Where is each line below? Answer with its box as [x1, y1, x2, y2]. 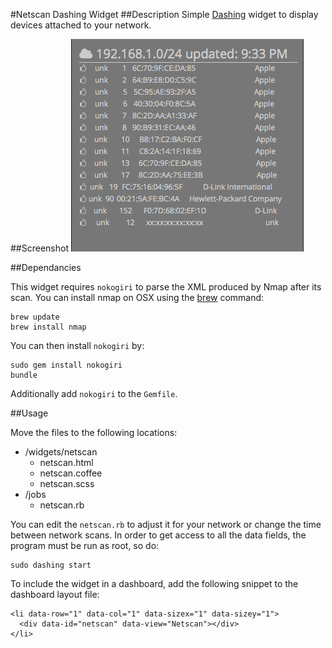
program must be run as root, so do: [10, 540, 160, 551]
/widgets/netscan [24, 446, 98, 458]
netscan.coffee [39, 467, 103, 479]
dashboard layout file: [10, 589, 100, 600]
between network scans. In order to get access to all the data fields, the [10, 529, 307, 541]
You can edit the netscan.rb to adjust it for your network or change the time [10, 519, 322, 530]
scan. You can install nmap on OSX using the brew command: [10, 292, 265, 303]
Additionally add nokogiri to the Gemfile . [10, 388, 178, 399]
